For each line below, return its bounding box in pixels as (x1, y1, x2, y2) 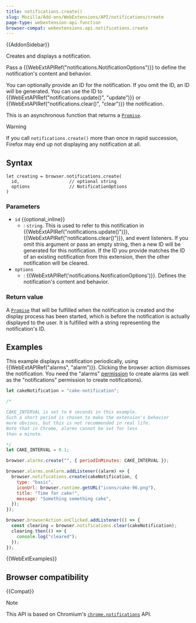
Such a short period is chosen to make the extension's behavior (6, 415, 169, 421)
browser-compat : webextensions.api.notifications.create (6, 25, 148, 31)
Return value (6, 293, 43, 301)
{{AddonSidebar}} (6, 41, 50, 48)
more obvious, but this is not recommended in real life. (6, 420, 151, 426)
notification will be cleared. (23, 259, 89, 266)
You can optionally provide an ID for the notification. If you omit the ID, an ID (6, 82, 190, 89)
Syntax (6, 158, 33, 168)
